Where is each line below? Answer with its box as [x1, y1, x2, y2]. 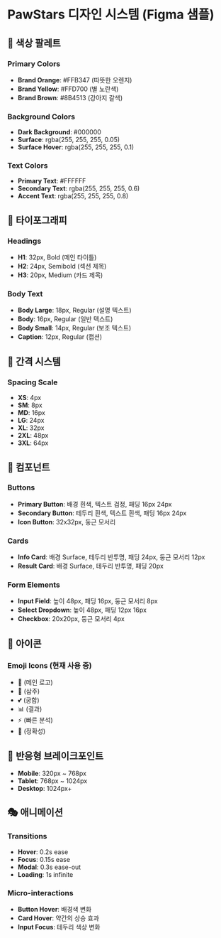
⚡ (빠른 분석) [17, 716, 53, 725]
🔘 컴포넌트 [7, 461, 51, 473]
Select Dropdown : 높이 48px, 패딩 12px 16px [17, 605, 147, 615]
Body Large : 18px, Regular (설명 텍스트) [17, 306, 132, 315]
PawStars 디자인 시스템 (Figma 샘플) [7, 6, 215, 23]
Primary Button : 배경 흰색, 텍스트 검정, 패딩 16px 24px [17, 500, 172, 508]
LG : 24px [17, 416, 45, 425]
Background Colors [7, 112, 76, 122]
